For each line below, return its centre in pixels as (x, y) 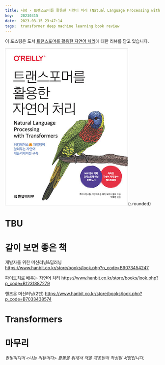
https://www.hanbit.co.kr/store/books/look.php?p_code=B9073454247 (77, 268)
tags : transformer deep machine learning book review (62, 26)
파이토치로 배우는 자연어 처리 (33, 278)
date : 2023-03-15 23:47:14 (34, 21)
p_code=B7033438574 (28, 299)
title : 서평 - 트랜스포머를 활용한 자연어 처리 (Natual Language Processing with (83, 10)
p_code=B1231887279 (27, 284)
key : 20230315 (22, 16)
